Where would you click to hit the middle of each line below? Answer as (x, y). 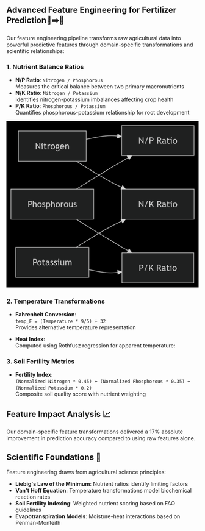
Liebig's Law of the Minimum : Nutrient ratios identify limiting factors (101, 483)
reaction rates (33, 497)
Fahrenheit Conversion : (45, 314)
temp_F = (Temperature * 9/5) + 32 (60, 321)
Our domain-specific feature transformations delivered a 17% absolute (95, 432)
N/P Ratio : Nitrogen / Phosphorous (59, 80)
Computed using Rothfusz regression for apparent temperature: (95, 345)
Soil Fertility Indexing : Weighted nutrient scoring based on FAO (95, 503)
